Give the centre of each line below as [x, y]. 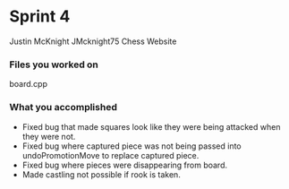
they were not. [49, 136]
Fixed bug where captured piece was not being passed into [132, 146]
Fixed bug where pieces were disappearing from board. [125, 165]
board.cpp [28, 84]
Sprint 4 [40, 17]
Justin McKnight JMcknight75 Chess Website [93, 41]
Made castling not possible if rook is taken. [101, 174]
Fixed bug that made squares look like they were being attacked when [151, 126]
